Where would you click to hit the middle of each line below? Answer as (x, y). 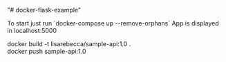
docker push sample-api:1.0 (47, 51)
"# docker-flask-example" (44, 10)
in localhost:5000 (32, 31)
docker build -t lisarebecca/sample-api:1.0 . (69, 44)
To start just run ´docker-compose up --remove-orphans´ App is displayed (113, 23)
